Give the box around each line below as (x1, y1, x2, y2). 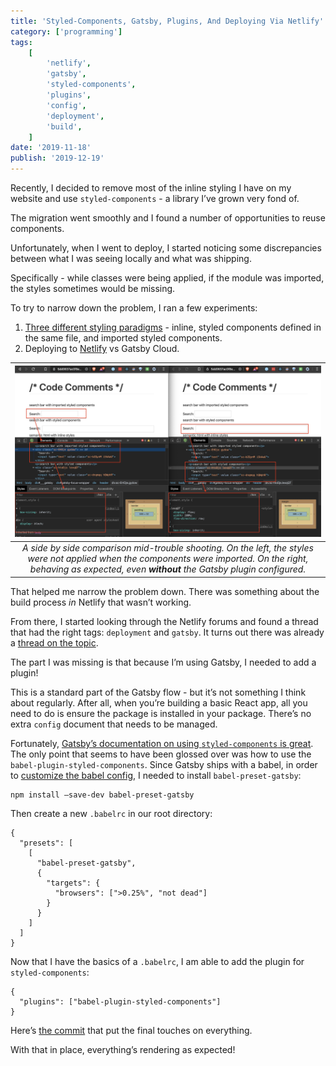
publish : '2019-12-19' (10, 153, 105, 164)
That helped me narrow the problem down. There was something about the (10, 585, 320, 597)
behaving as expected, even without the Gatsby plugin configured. (29, 563, 307, 575)
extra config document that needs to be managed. (10, 718, 218, 730)
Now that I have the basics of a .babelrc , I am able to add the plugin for (10, 955, 305, 967)
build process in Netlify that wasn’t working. (10, 596, 192, 608)
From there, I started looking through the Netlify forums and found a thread (10, 615, 319, 627)
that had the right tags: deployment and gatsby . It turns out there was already (10, 626, 325, 638)
